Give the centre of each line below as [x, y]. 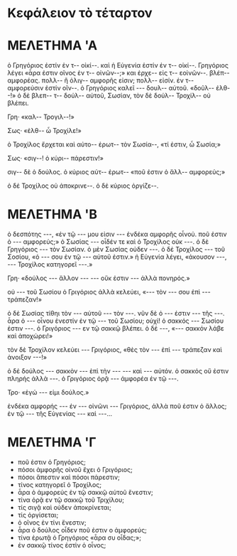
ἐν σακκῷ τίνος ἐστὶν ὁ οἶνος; [62, 545]
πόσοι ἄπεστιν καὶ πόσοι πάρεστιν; [69, 477]
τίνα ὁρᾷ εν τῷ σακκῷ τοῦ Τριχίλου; [71, 500]
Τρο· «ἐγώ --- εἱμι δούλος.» [48, 392]
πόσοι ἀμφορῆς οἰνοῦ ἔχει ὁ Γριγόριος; [75, 470]
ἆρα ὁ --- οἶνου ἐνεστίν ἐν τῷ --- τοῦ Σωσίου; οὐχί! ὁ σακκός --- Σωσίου [116, 321]
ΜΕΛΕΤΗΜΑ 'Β [53, 214]
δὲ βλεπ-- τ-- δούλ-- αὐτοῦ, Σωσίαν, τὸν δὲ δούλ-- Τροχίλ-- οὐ [116, 96]
